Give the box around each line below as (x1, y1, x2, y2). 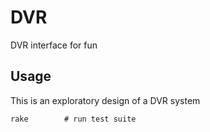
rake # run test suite (10, 114, 137, 124)
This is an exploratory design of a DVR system (10, 94, 201, 106)
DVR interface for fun (10, 39, 98, 51)
